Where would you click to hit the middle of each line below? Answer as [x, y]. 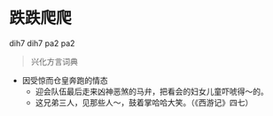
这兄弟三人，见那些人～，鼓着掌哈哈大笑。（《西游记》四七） [144, 102]
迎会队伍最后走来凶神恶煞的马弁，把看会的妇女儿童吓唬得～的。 [152, 91]
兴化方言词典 [54, 61]
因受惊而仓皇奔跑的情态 [65, 80]
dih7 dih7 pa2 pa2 [42, 43]
